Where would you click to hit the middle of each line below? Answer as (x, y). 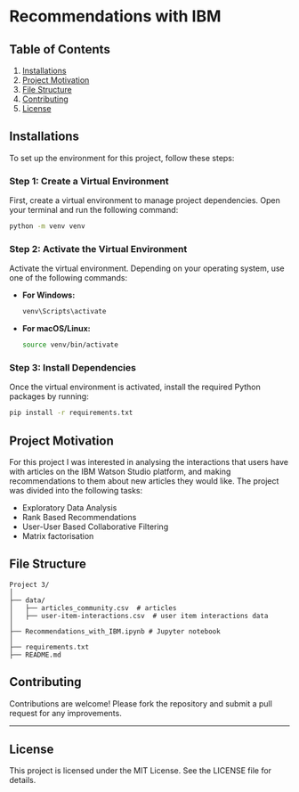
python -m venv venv (48, 226)
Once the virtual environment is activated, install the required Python (135, 387)
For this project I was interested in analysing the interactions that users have (149, 462)
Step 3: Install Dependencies (73, 367)
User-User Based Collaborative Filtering (95, 527)
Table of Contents (60, 49)
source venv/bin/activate (70, 345)
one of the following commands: (69, 278)
